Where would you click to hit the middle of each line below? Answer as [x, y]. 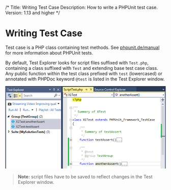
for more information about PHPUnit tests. [49, 52]
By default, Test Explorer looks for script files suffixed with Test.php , [77, 63]
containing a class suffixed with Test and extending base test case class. [82, 68]
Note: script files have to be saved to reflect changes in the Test [85, 177]
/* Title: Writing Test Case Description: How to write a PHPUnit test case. [81, 7]
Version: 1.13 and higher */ [33, 13]
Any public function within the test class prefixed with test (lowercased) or [84, 73]
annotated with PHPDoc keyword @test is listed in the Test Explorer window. [85, 79]
